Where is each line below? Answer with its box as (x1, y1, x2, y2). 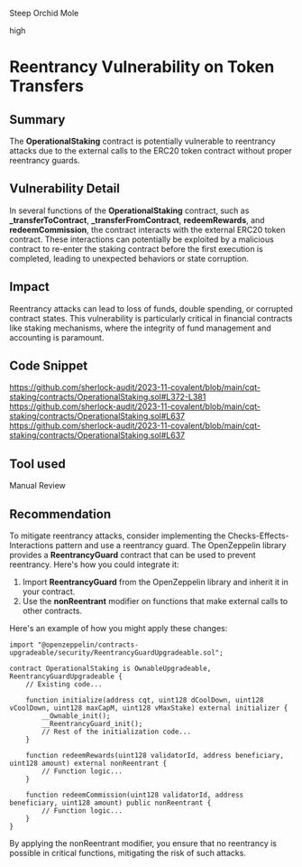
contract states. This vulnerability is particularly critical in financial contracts (9, 312, 293, 323)
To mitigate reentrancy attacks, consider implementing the (9, 530, 226, 541)
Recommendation (9, 506, 111, 522)
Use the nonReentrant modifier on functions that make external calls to (22, 596, 288, 607)
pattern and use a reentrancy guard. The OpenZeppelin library (55, 540, 287, 551)
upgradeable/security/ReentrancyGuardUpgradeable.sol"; (9, 648, 224, 657)
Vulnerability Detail (9, 181, 120, 197)
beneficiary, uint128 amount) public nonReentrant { (9, 798, 212, 807)
